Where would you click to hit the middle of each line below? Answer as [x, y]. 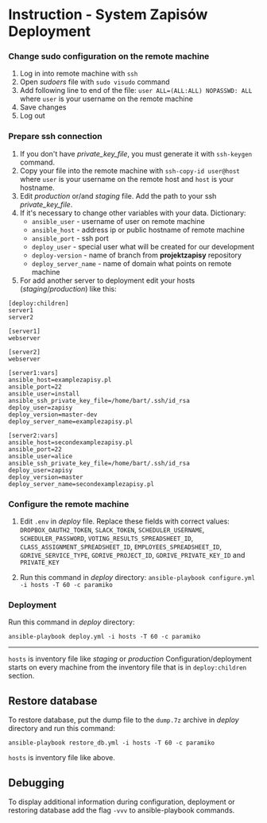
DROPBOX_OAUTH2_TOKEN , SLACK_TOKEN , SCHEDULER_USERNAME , [112, 530]
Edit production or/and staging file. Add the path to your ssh [118, 195]
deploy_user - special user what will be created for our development [143, 246]
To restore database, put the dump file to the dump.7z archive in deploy [124, 720]
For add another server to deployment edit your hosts [107, 280]
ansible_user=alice [41, 456]
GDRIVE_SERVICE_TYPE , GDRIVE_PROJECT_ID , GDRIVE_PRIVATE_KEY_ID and [132, 555]
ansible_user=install [44, 394]
